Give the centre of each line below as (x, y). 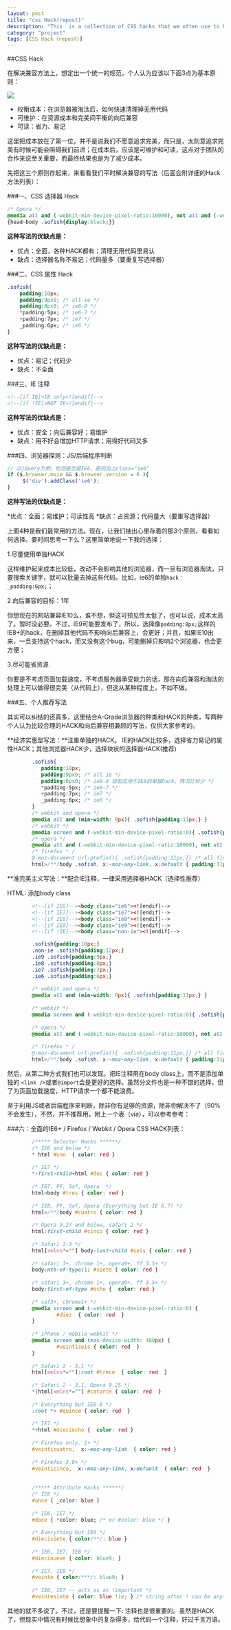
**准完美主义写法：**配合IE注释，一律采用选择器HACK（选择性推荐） (106, 878)
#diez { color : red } (90, 1315)
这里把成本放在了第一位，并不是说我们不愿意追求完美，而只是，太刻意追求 (112, 141)
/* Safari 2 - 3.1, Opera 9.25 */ (81, 1385)
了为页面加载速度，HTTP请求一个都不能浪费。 (73, 1090)
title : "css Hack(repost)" (46, 20)
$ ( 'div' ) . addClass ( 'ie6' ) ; (61, 481)
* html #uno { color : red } (74, 1154)
